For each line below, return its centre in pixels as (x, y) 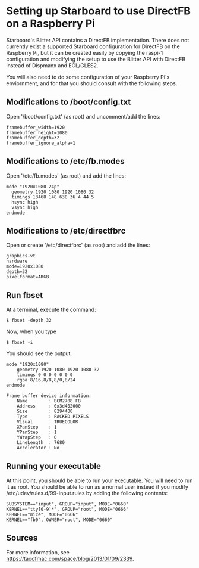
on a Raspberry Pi (50, 24)
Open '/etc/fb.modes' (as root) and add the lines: (66, 176)
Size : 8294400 (45, 412)
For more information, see (38, 552)
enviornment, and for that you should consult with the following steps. (92, 83)
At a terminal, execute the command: (51, 310)
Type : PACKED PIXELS (53, 417)
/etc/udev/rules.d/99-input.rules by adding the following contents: (87, 493)
